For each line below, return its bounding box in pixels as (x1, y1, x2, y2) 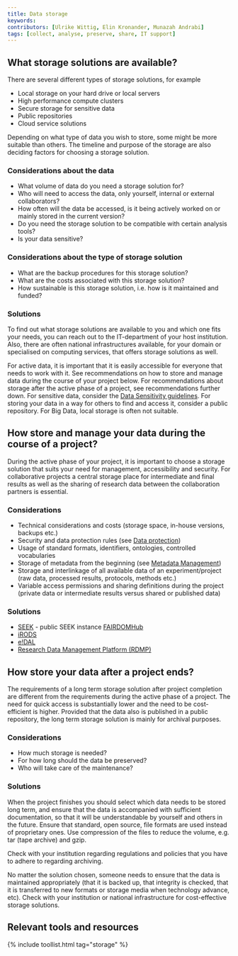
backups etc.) (17, 529, 58, 537)
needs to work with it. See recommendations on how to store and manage (7, 368, 223, 377)
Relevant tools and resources (7, 921, 140, 933)
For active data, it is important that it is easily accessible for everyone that (7, 361, 223, 370)
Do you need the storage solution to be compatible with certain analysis (17, 219, 228, 228)
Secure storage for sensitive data (17, 104, 115, 113)
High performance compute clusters (17, 97, 124, 105)
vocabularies (17, 551, 56, 560)
